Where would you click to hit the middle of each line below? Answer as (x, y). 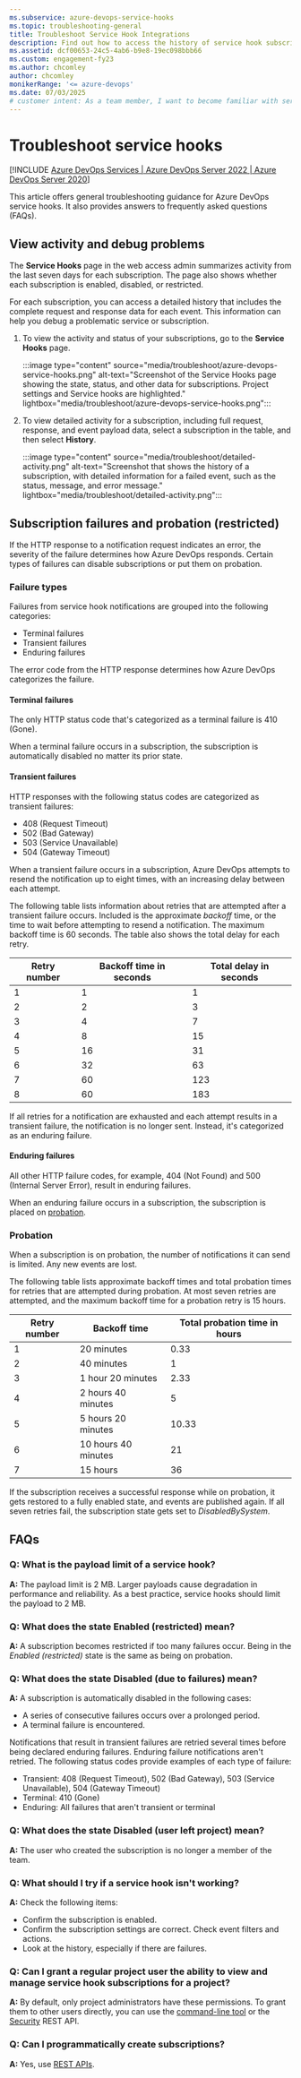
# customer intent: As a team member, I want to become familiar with (144, 101)
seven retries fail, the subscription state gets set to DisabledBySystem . (140, 1511)
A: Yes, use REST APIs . (52, 2064)
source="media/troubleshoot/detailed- (185, 457)
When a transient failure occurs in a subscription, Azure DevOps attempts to (150, 869)
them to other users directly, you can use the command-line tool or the (140, 2012)
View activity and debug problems (107, 244)
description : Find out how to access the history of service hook (136, 43)
